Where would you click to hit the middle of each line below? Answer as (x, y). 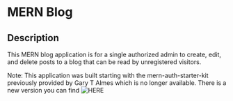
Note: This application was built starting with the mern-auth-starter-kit (108, 75)
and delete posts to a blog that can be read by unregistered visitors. (104, 62)
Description (33, 38)
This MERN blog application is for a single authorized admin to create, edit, (114, 54)
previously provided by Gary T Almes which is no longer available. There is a (117, 83)
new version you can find (43, 90)
